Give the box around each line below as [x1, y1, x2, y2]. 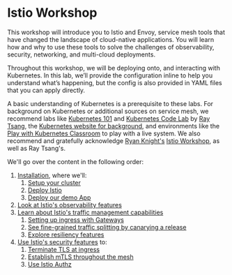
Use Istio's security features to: [17, 237, 108, 246]
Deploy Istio [27, 186, 63, 194]
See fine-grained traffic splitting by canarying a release [27, 223, 187, 231]
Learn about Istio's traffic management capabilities [17, 208, 164, 216]
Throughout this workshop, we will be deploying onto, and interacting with [7, 64, 221, 72]
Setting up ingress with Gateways [27, 215, 124, 224]
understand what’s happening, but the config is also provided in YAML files [7, 78, 223, 87]
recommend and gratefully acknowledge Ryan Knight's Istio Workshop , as [7, 136, 220, 144]
